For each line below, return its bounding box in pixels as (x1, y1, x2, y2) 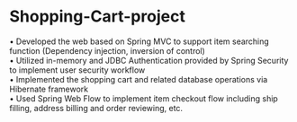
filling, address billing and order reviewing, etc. (9, 102, 183, 113)
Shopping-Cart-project (9, 6, 186, 27)
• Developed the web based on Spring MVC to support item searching (9, 36, 270, 47)
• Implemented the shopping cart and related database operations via (9, 74, 268, 84)
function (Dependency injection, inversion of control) (9, 45, 205, 56)
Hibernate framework (9, 83, 88, 94)
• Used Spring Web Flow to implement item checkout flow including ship (9, 92, 279, 104)
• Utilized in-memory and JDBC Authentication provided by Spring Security (9, 55, 289, 65)
